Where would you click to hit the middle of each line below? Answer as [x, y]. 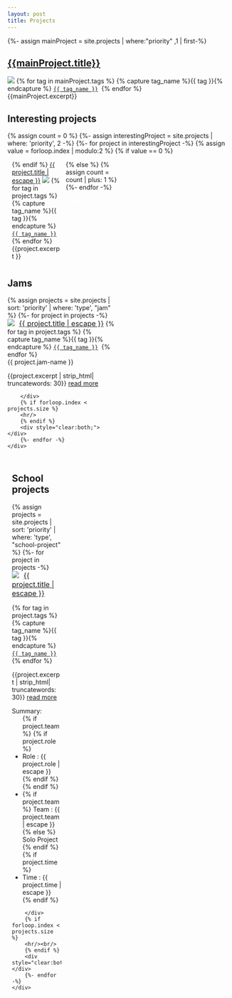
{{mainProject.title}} [54, 63]
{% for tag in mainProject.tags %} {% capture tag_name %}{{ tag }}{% [119, 81]
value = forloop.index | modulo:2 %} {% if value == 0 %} [90, 151]
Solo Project [40, 839]
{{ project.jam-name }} [41, 362]
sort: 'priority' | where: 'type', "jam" [59, 307]
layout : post [27, 14]
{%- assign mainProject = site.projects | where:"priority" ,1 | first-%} [107, 41]
